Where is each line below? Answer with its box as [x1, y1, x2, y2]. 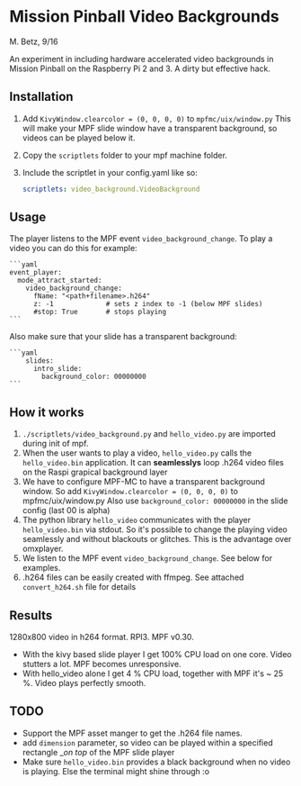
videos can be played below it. [22, 132, 136, 143]
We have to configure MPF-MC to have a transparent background [22, 476, 265, 487]
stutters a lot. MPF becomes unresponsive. [22, 659, 181, 670]
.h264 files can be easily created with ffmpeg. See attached [22, 572, 244, 583]
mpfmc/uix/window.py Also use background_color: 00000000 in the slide [22, 495, 288, 506]
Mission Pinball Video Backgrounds [9, 6, 280, 27]
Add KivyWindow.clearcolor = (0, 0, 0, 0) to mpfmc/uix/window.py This [22, 113, 292, 123]
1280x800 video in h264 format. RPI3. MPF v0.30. [9, 632, 195, 643]
